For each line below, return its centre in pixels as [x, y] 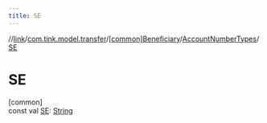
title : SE [25, 16]
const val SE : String [41, 110]
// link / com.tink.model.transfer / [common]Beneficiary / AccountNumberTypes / [134, 39]
